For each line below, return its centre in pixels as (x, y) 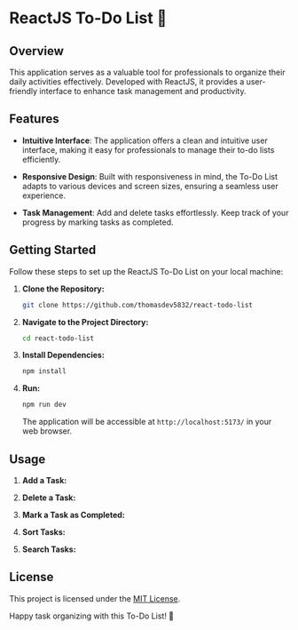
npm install (44, 371)
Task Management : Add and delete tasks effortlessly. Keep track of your (155, 212)
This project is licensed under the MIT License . (95, 598)
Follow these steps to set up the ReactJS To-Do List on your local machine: (146, 271)
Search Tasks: (49, 549)
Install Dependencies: (63, 355)
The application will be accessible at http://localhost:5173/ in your (147, 422)
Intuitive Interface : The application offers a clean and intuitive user (145, 140)
